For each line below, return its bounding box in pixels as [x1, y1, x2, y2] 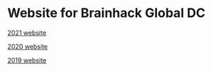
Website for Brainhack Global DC [7, 5, 206, 21]
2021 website [7, 28, 46, 37]
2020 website [7, 42, 49, 50]
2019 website [7, 55, 47, 65]
